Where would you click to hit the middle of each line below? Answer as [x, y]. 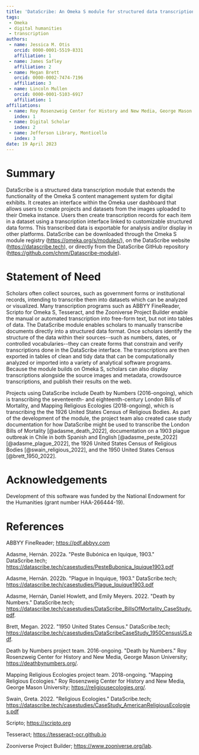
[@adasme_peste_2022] [148, 437]
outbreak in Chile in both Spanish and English [62, 437]
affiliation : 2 [33, 67]
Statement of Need [54, 277]
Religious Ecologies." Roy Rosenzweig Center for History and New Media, [96, 681]
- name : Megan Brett [34, 72]
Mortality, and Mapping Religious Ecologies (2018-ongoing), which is [90, 405]
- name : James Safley [35, 61]
